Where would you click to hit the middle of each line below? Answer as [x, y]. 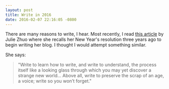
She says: [16, 55]
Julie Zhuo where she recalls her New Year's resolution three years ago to [83, 39]
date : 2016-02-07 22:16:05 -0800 [41, 19]
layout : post [19, 10]
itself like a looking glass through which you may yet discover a [84, 70]
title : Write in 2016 [28, 15]
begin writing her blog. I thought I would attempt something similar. [76, 45]
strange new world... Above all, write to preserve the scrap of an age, [91, 76]
